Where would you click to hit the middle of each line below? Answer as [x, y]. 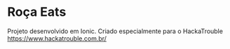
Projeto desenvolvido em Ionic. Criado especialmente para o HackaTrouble [115, 31]
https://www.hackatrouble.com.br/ [57, 38]
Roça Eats [37, 12]
